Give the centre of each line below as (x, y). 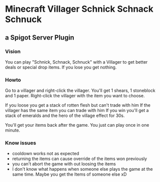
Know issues (21, 143)
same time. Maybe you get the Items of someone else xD (69, 174)
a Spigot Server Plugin (40, 37)
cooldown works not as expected (46, 154)
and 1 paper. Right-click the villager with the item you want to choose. (75, 96)
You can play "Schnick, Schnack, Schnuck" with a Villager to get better (76, 62)
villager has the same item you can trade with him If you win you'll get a (77, 111)
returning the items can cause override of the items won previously (80, 159)
